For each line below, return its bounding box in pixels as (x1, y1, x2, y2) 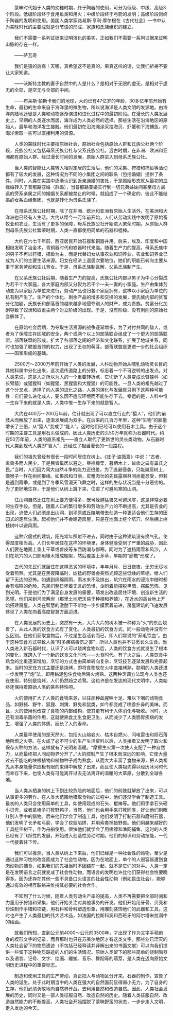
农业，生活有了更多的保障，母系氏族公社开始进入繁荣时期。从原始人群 (19, 221, 168, 226)
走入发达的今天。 (5, 1005, 42, 1011)
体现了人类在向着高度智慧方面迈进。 (5, 609, 82, 615)
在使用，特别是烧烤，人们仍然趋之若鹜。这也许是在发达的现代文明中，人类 (5, 677, 163, 684)
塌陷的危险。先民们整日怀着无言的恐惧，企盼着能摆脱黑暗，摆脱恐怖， (14, 583, 163, 589)
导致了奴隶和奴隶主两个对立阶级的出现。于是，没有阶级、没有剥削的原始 (9, 307, 163, 313)
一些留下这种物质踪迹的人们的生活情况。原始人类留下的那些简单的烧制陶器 (9, 949, 168, 955)
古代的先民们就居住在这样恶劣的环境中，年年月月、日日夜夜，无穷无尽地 (14, 564, 168, 570)
